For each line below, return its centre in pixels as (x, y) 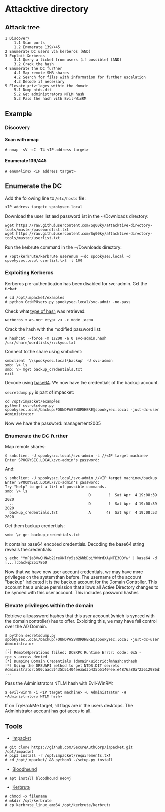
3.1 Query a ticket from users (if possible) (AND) (68, 60)
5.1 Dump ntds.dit (33, 90)
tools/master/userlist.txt (33, 238)
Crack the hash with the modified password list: (53, 329)
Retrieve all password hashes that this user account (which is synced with (80, 616)
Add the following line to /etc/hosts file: (46, 198)
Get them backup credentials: (35, 526)
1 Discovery (17, 38)
